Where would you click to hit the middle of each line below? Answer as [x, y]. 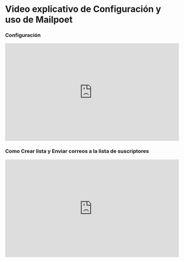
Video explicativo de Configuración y [83, 9]
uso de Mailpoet [39, 20]
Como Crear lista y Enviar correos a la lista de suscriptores [77, 151]
